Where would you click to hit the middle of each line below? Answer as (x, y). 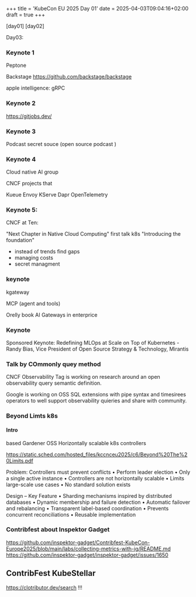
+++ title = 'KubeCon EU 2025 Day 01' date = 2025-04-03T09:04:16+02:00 (97, 9)
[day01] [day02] (25, 26)
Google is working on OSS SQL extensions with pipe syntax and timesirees (96, 395)
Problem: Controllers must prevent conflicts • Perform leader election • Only (98, 472)
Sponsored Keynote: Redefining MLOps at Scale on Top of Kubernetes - (93, 343)
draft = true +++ (26, 15)
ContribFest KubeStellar (51, 573)
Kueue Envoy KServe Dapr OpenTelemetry (57, 195)
